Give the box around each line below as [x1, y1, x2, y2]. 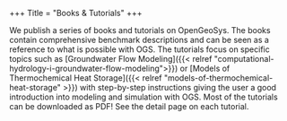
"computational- [213, 54, 274, 64]
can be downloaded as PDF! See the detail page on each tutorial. [9, 101, 249, 111]
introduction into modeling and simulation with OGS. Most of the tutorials [9, 91, 278, 102]
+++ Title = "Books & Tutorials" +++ [9, 8, 143, 18]
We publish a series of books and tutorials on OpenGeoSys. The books [9, 25, 271, 35]
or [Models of [179, 63, 230, 73]
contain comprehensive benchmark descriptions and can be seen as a [9, 35, 269, 45]
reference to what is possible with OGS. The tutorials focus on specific [9, 44, 271, 55]
